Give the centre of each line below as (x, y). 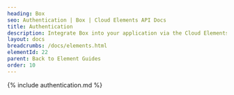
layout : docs (26, 40)
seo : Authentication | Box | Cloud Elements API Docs (87, 20)
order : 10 (22, 65)
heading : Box (26, 14)
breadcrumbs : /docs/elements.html (57, 46)
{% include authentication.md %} (55, 85)
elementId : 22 (28, 53)
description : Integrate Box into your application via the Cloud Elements (118, 33)
